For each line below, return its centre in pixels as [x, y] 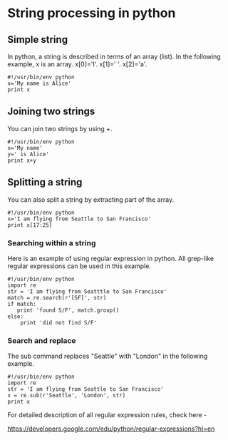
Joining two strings [51, 112]
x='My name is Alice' [40, 83]
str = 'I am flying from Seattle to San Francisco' [85, 389]
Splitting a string [45, 182]
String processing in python [92, 13]
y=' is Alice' [28, 154]
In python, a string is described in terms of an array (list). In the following [114, 56]
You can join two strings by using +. [60, 128]
